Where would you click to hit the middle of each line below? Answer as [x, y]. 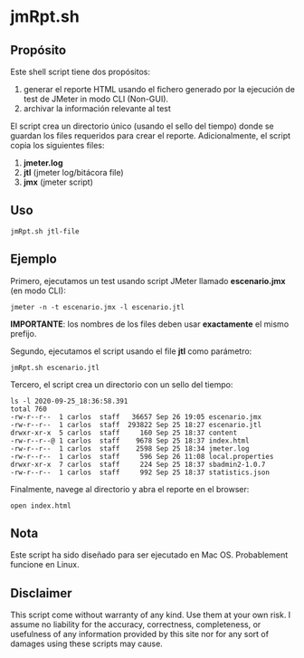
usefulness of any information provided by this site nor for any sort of [140, 634]
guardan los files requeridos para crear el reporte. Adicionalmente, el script [151, 136]
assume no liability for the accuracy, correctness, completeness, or [136, 625]
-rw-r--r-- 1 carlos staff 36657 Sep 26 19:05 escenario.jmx [136, 417]
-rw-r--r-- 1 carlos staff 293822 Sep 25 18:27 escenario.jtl [136, 424]
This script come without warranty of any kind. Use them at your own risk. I [151, 615]
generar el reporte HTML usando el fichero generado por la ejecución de [159, 89]
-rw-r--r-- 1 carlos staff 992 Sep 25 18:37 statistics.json [140, 472]
